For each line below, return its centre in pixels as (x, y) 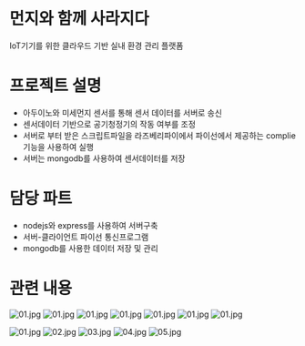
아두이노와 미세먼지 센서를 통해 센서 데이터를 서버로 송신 (122, 112)
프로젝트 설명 (56, 86)
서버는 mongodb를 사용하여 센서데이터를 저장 (104, 158)
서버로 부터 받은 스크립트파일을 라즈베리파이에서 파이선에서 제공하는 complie (159, 135)
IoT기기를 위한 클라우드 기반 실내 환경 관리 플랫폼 (97, 46)
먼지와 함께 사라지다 (80, 19)
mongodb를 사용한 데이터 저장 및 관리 (91, 248)
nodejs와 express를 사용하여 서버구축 (90, 225)
